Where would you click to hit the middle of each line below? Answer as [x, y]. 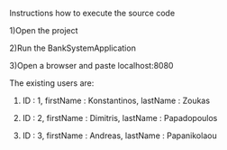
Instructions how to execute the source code [92, 13]
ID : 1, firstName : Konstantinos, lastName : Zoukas [116, 100]
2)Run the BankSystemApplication [73, 48]
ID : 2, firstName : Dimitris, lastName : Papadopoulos [120, 118]
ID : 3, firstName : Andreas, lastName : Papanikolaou [120, 136]
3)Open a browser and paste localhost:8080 [91, 66]
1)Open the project [44, 30]
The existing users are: [52, 83]
